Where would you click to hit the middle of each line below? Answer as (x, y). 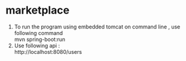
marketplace (38, 10)
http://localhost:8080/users (48, 52)
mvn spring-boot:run (40, 39)
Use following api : (37, 46)
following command (38, 33)
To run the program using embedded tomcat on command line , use (97, 27)
